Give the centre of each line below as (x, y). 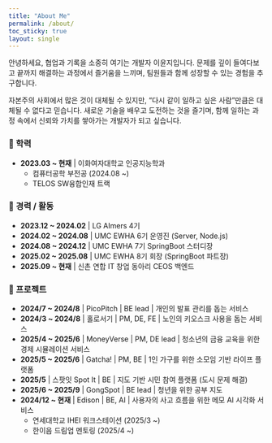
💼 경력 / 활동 (31, 206)
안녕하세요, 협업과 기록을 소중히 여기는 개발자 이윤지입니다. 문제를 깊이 (120, 63)
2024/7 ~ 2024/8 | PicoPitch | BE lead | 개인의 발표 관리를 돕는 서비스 (134, 309)
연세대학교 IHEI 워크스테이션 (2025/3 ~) (96, 420)
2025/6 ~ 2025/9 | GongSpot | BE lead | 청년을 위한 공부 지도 (121, 390)
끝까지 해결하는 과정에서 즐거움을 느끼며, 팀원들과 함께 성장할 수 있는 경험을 (136, 73)
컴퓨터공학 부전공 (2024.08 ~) (81, 173)
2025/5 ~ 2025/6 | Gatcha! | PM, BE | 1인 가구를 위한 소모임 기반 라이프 (136, 359)
